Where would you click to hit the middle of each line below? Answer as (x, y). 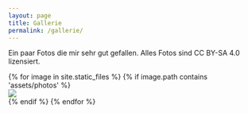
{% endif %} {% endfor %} (52, 102)
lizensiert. (24, 61)
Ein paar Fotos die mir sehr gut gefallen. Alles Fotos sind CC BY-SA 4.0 (124, 53)
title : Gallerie (35, 23)
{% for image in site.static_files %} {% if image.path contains (108, 77)
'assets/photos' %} (40, 85)
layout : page (30, 16)
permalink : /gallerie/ (46, 30)
